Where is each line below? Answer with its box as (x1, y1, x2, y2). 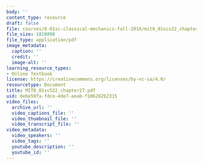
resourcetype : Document (6, 82, 66, 88)
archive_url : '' (11, 104, 53, 111)
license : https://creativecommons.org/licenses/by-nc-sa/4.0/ (6, 76, 166, 82)
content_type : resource (6, 15, 66, 21)
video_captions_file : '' (11, 110, 74, 116)
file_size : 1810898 (6, 31, 56, 37)
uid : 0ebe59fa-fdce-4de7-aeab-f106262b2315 (6, 93, 118, 99)
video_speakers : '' (11, 132, 61, 139)
